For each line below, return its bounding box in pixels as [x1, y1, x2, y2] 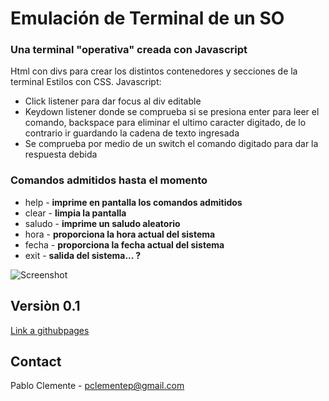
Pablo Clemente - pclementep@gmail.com [10, 380, 185, 392]
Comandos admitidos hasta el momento [10, 173, 208, 187]
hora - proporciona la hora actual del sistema [24, 228, 216, 240]
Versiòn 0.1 [10, 298, 81, 315]
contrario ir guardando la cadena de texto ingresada [24, 127, 240, 139]
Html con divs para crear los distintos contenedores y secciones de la [10, 65, 298, 77]
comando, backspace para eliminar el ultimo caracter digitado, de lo [24, 117, 307, 129]
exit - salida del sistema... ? [24, 249, 142, 261]
